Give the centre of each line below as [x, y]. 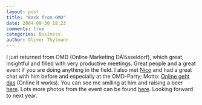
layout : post [23, 12]
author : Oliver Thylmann [37, 40]
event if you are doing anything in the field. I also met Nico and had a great [99, 70]
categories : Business [34, 34]
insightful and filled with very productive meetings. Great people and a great [101, 63]
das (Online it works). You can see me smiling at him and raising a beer [95, 83]
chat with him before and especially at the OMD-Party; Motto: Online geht [98, 76]
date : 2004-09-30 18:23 [36, 23]
